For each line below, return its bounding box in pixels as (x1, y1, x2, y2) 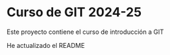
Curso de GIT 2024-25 (6, 4, 142, 20)
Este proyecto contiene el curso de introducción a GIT (6, 28, 164, 36)
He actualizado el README (6, 41, 86, 49)
